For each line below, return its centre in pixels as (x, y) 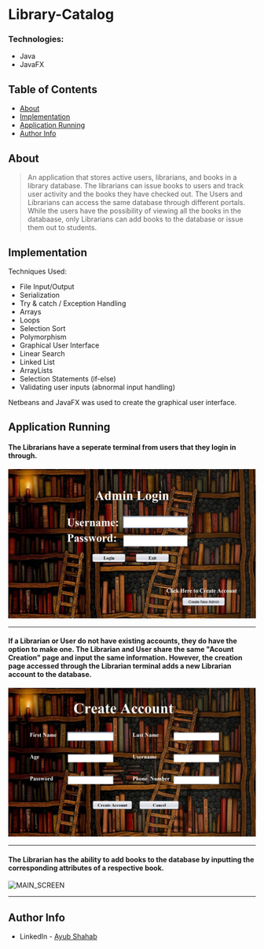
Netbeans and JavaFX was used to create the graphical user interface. (123, 402)
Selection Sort (42, 328)
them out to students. (62, 228)
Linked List (37, 362)
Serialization (40, 295)
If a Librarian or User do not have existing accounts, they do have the (123, 641)
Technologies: (36, 39)
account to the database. (50, 675)
